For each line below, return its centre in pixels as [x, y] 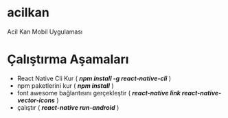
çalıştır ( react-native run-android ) [68, 107]
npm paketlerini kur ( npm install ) [66, 85]
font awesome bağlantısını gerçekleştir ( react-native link [99, 93]
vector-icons [36, 100]
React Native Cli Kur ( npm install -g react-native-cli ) [94, 78]
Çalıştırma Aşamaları [68, 59]
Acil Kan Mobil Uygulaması [45, 32]
